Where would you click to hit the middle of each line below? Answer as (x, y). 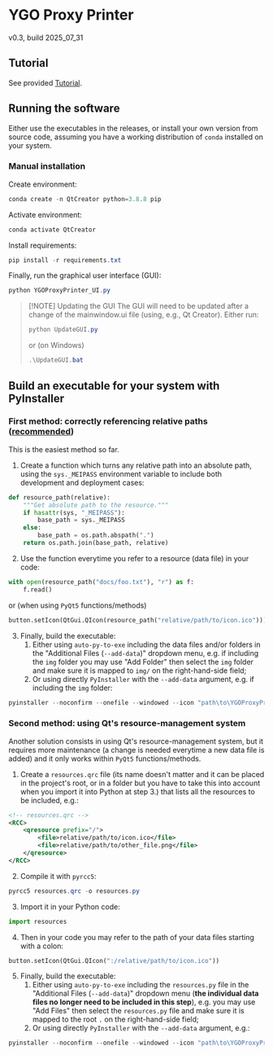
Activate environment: (45, 214)
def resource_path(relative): (60, 497)
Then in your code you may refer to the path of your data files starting (137, 937)
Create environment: (43, 184)
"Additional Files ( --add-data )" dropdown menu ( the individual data (145, 993)
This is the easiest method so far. (64, 449)
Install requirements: (43, 245)
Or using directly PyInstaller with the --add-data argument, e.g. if (143, 679)
